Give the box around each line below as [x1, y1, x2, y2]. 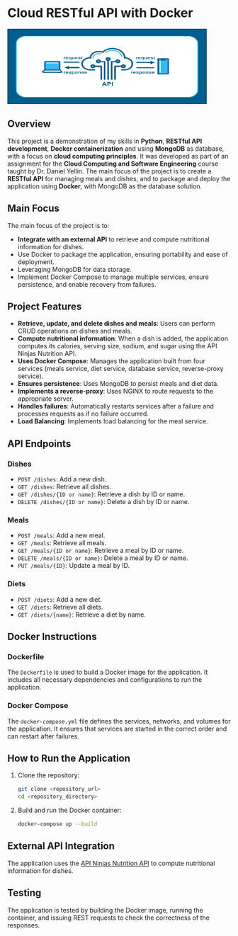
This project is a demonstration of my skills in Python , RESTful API [7, 137, 203, 145]
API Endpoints [7, 438, 72, 450]
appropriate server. [17, 394, 74, 403]
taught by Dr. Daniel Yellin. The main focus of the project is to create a [7, 166, 212, 175]
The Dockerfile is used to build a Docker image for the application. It [7, 668, 208, 677]
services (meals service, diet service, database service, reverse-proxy [17, 365, 224, 373]
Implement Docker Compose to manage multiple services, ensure [17, 273, 209, 281]
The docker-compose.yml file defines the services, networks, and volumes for [7, 717, 231, 725]
